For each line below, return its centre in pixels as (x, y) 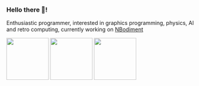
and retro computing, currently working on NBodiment (75, 29)
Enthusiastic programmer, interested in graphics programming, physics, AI (100, 23)
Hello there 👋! (27, 10)
